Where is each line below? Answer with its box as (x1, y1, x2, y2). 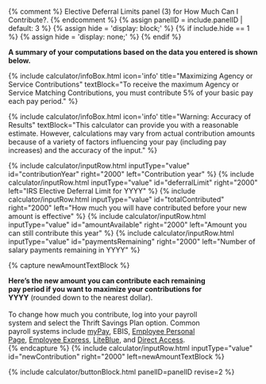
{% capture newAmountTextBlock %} (8, 261, 130, 270)
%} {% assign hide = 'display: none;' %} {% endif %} (8, 32, 182, 41)
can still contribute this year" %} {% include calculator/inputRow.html (8, 228, 234, 237)
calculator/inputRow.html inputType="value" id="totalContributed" (8, 194, 225, 204)
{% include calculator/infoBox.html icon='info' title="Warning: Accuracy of (8, 112, 252, 121)
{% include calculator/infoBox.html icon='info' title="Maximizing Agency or (8, 71, 253, 80)
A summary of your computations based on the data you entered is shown (8, 48, 258, 56)
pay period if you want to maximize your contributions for (8, 285, 202, 294)
